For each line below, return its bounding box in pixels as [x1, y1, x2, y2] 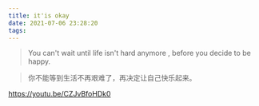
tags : [8, 26, 26, 34]
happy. [27, 57, 51, 66]
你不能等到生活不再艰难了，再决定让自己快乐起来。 [27, 73, 197, 83]
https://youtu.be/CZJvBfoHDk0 [8, 89, 111, 99]
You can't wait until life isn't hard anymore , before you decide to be [27, 49, 252, 58]
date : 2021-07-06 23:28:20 [8, 19, 98, 27]
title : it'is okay [8, 11, 70, 20]
